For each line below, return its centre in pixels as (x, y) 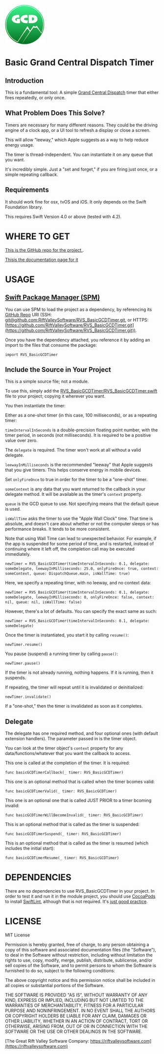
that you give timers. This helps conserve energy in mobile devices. (73, 470)
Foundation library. (24, 207)
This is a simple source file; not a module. (47, 382)
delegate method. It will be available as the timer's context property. (74, 494)
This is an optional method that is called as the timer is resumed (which (77, 843)
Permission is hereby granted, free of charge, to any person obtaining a (77, 945)
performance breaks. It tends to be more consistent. (58, 529)
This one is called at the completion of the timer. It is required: (68, 763)
